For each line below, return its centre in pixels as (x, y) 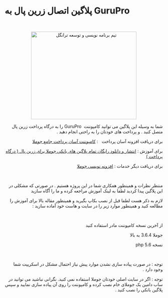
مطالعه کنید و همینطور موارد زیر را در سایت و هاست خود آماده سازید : (97, 206)
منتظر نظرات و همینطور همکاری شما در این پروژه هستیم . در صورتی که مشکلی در (86, 185)
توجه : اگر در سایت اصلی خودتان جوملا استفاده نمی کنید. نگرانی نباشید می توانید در (86, 279)
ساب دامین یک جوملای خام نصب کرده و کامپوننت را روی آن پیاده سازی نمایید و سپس (84, 284)
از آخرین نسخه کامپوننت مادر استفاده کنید (124, 225)
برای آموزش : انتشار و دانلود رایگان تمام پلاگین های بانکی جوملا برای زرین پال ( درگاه (84, 151)
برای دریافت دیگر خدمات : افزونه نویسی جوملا (120, 166)
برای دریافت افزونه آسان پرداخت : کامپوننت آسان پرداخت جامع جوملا (98, 141)
